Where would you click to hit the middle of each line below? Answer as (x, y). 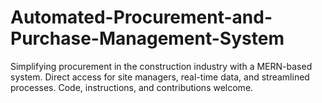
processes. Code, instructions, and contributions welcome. (132, 87)
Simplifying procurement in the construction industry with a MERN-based (161, 66)
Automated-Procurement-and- (141, 17)
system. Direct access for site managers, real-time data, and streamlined (160, 77)
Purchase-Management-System (147, 38)
